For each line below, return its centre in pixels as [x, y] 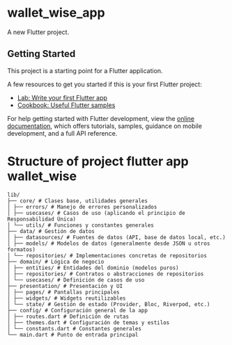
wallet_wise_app [56, 13]
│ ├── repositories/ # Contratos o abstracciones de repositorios [106, 274]
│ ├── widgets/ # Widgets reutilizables [67, 298]
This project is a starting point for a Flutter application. [85, 70]
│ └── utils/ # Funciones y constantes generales [81, 225]
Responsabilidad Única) [42, 219]
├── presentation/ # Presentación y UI [65, 286]
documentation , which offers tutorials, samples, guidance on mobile [105, 126]
